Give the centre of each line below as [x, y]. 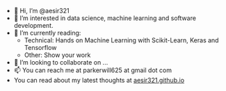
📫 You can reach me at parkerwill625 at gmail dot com [93, 70]
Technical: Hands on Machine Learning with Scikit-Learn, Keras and [121, 40]
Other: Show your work [57, 55]
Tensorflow [40, 48]
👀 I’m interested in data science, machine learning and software [105, 18]
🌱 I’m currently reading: [47, 33]
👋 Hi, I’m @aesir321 [41, 11]
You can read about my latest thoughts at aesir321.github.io [99, 80]
